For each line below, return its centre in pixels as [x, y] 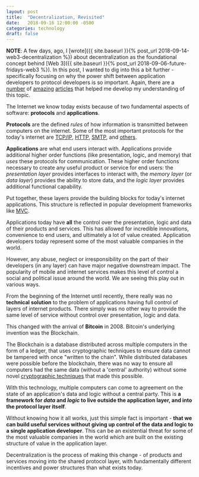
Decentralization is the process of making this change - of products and [94, 455]
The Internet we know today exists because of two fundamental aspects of [98, 107]
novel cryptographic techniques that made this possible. [75, 376]
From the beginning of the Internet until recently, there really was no [89, 296]
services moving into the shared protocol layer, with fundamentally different [99, 462]
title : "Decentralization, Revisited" [56, 17]
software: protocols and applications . [53, 113]
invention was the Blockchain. [42, 333]
